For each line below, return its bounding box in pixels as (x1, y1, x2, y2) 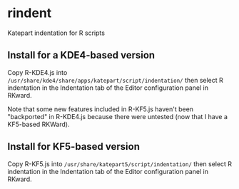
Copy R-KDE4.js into (7, 68, 68, 76)
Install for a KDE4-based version (7, 49, 156, 61)
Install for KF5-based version (7, 141, 141, 153)
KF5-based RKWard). (7, 120, 70, 128)
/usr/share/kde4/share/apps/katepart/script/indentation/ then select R (7, 76, 223, 84)
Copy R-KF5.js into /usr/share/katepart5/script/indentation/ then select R (7, 159, 233, 168)
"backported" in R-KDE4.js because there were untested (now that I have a (7, 112, 228, 121)
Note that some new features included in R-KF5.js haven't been (7, 105, 194, 113)
